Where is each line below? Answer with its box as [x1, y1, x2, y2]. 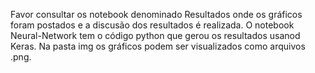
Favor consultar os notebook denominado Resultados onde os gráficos [10, 9, 303, 20]
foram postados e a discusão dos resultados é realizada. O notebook [10, 19, 295, 31]
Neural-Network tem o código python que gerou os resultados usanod [10, 30, 301, 41]
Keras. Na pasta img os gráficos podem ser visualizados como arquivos [10, 40, 306, 52]
